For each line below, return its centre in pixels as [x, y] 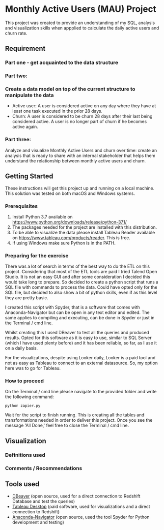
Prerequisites [21, 206]
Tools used [22, 484]
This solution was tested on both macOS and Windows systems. [70, 193]
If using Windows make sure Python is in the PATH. [64, 243]
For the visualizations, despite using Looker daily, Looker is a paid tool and [80, 358]
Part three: [18, 140]
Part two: [16, 76]
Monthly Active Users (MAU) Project [81, 9]
